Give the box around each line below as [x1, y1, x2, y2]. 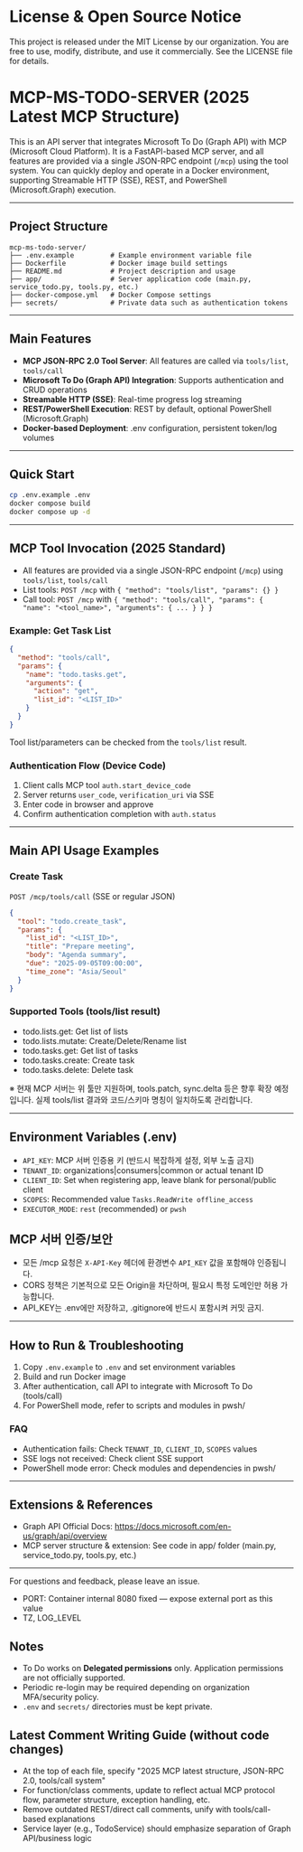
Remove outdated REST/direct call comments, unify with [22, 1804, 232, 1814]
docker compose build [9, 499, 91, 508]
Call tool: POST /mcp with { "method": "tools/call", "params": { [22, 594, 264, 605]
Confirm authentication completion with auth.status [22, 809, 216, 820]
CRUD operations [22, 384, 87, 395]
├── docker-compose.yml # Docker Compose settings [9, 290, 212, 299]
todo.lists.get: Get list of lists [22, 1026, 129, 1037]
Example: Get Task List [9, 624, 112, 636]
